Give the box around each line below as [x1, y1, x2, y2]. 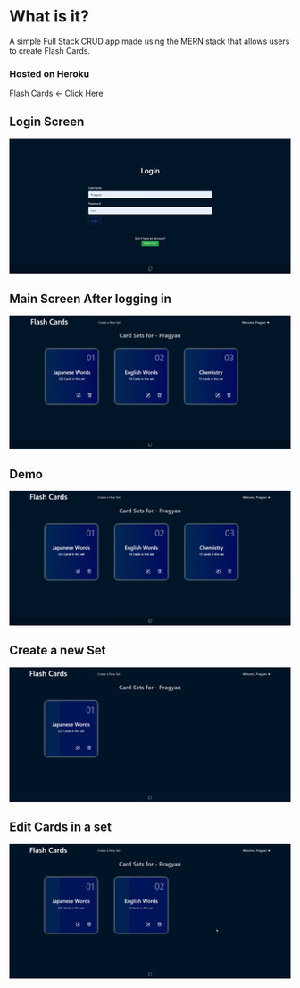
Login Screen [9, 114, 85, 129]
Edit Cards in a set [9, 820, 112, 835]
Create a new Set [9, 643, 106, 658]
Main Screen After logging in [9, 291, 172, 306]
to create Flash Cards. [9, 45, 91, 55]
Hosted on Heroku [9, 67, 90, 80]
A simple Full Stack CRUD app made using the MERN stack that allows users [9, 36, 290, 46]
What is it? [9, 6, 90, 27]
